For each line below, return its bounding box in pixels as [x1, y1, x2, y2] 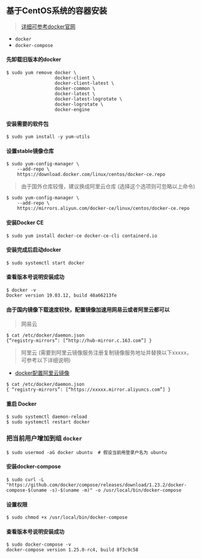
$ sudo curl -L [6, 476, 45, 482]
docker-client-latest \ [54, 80, 114, 86]
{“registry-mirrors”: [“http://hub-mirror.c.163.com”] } [6, 338, 152, 344]
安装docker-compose [6, 463, 61, 470]
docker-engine [54, 107, 90, 113]
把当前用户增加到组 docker [6, 434, 82, 443]
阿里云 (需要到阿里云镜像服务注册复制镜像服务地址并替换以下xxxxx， [20, 349, 193, 356]
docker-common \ [54, 86, 96, 92]
